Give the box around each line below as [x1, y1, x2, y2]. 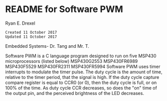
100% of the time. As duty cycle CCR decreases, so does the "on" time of [5, 84, 157, 91]
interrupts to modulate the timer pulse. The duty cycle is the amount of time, [5, 69, 162, 75]
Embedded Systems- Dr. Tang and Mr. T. [5, 43, 89, 49]
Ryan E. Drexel [5, 20, 36, 26]
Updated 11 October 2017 [5, 34, 57, 39]
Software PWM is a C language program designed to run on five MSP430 [5, 53, 156, 59]
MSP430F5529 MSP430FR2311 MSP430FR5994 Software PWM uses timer [5, 63, 160, 69]
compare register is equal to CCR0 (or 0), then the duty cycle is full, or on [5, 79, 157, 85]
